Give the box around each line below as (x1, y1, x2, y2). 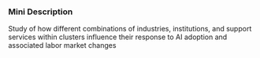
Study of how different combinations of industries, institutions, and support (8, 24, 252, 34)
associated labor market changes (8, 41, 117, 50)
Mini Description (8, 6, 73, 17)
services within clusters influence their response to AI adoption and (8, 32, 228, 42)
